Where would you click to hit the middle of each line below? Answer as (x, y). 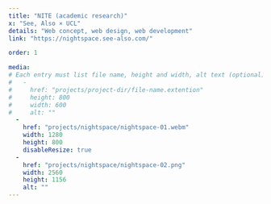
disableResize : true (57, 150)
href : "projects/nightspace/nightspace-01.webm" (106, 127)
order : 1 (23, 53)
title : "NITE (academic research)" (68, 16)
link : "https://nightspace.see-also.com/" (81, 38)
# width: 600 (38, 105)
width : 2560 (43, 173)
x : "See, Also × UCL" (45, 23)
